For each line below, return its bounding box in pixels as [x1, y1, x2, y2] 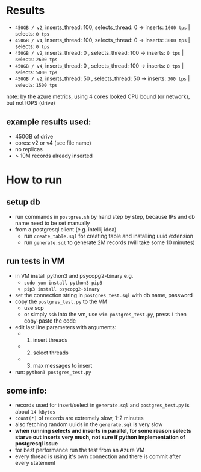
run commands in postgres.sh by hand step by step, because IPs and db [14, 213, 196, 220]
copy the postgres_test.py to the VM [14, 298, 107, 305]
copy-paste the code [23, 317, 76, 324]
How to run [6, 173, 63, 187]
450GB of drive [14, 133, 54, 140]
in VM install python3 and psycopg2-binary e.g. [14, 272, 134, 279]
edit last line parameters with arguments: [14, 323, 117, 330]
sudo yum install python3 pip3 [23, 280, 103, 286]
